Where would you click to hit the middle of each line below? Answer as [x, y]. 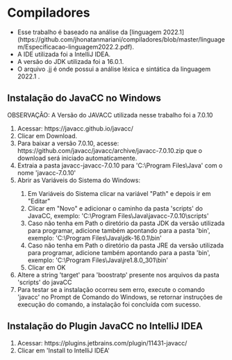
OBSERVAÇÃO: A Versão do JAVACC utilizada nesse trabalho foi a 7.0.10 [110, 115]
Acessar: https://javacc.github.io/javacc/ [75, 128]
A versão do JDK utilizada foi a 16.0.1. [71, 61]
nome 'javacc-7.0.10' [47, 172]
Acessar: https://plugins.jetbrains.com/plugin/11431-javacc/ [102, 343]
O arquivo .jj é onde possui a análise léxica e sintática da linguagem [114, 69]
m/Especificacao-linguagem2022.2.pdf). [75, 47]
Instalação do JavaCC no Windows [84, 98]
